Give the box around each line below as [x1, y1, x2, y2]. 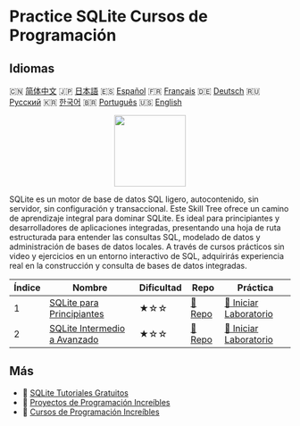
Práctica [237, 281, 274, 294]
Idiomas [9, 61, 55, 76]
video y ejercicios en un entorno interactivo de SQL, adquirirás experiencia [9, 251, 284, 261]
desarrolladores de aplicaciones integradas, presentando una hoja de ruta [9, 222, 281, 233]
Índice [13, 281, 41, 294]
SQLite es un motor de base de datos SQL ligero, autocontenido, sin [9, 194, 259, 205]
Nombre [72, 281, 108, 294]
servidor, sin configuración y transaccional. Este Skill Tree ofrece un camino [9, 204, 289, 213]
